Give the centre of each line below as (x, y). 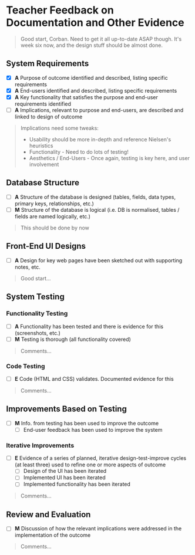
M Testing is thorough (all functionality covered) (73, 339)
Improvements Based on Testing (67, 409)
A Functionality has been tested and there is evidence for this (89, 326)
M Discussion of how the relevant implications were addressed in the (98, 529)
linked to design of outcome (48, 117)
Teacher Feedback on (60, 10)
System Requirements (48, 64)
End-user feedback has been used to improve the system (93, 429)
